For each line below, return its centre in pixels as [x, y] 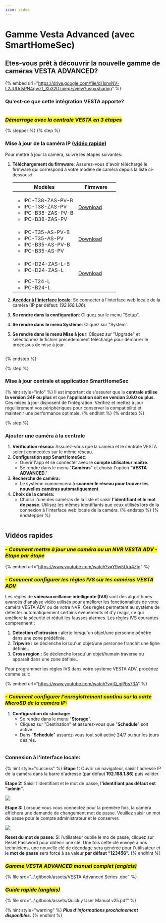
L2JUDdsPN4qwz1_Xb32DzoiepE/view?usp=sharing [59, 88]
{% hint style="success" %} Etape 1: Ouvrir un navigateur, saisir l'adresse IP [83, 768]
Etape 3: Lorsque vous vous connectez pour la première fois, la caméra [78, 807]
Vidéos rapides [29, 535]
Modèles [44, 187]
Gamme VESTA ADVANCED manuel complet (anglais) [71, 866]
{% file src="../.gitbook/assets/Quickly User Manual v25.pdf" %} [71, 901]
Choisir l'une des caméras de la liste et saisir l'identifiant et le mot [88, 500]
